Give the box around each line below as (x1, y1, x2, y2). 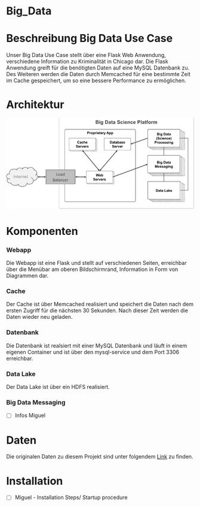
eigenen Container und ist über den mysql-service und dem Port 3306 (6, 348, 180, 355)
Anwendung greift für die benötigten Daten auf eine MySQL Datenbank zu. (6, 64, 190, 71)
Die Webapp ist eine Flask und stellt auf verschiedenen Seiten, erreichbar (6, 259, 187, 267)
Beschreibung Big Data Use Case (6, 32, 173, 46)
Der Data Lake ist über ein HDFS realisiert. (6, 384, 110, 391)
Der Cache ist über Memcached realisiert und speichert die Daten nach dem (6, 301, 194, 308)
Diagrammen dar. (6, 272, 49, 279)
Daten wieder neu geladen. (6, 313, 73, 321)
